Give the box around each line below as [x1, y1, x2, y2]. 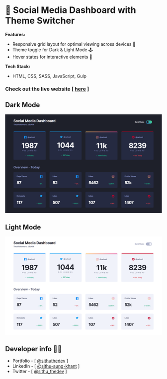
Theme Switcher [5, 15, 75, 26]
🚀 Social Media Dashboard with [5, 4, 137, 16]
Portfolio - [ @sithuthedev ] [12, 358, 69, 364]
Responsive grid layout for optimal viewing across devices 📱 [12, 41, 136, 47]
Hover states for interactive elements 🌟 [12, 54, 92, 60]
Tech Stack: [5, 63, 31, 69]
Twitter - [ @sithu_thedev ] [12, 369, 67, 375]
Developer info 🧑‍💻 [5, 345, 62, 353]
